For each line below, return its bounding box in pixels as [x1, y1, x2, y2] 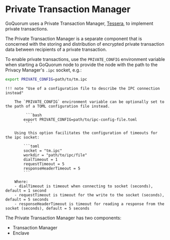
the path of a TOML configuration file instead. [5, 104, 110, 109]
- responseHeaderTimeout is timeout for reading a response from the [14, 201, 165, 207]
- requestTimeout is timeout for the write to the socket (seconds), [14, 192, 165, 197]
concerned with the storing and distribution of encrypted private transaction [5, 41, 164, 47]
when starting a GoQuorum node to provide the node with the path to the [5, 61, 158, 67]
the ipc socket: [5, 134, 40, 140]
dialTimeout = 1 [23, 157, 58, 162]
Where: [14, 179, 28, 184]
